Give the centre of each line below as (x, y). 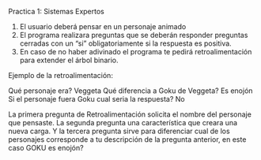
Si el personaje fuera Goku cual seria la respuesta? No (96, 99)
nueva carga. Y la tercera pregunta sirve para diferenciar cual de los (119, 131)
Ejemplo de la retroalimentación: (61, 75)
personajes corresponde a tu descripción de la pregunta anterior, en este (127, 140)
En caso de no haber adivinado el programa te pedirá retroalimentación (136, 52)
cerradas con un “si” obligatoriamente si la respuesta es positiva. (125, 43)
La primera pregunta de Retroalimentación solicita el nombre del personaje (130, 114)
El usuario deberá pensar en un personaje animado (103, 26)
